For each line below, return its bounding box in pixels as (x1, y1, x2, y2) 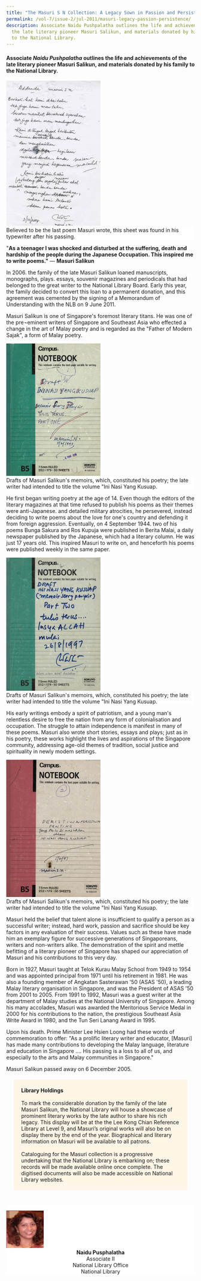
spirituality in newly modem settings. (6, 748, 97, 755)
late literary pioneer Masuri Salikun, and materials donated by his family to (6, 61, 195, 68)
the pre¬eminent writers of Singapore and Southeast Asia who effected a (6, 319, 187, 326)
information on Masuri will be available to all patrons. (21, 1138, 151, 1145)
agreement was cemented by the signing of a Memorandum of (6, 294, 160, 301)
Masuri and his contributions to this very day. (6, 954, 118, 961)
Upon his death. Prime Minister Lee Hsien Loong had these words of (6, 1028, 175, 1035)
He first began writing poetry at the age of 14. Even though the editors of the (6, 495, 195, 502)
